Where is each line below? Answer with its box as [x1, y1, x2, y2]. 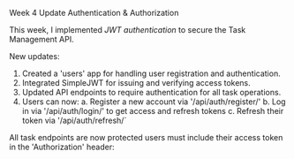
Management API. [9, 34, 74, 44]
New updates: [9, 51, 60, 61]
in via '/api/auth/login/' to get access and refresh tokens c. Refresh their [21, 106, 284, 116]
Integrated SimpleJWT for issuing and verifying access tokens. [21, 78, 252, 87]
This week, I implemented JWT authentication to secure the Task [9, 25, 246, 34]
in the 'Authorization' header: [9, 141, 115, 152]
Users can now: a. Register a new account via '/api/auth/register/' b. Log [21, 96, 286, 107]
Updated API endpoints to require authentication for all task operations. [21, 87, 282, 97]
